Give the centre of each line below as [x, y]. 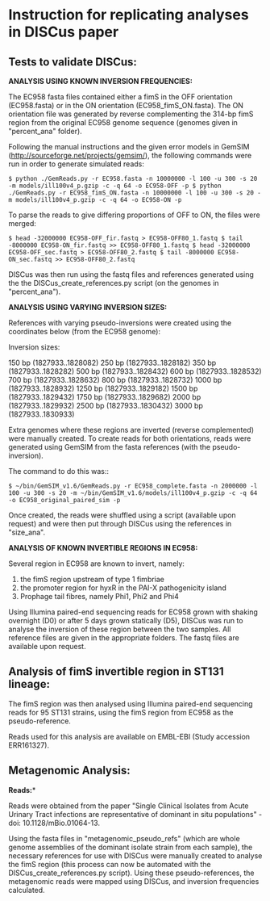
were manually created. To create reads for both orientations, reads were [130, 438]
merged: [22, 223]
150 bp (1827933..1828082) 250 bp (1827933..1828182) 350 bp [112, 362]
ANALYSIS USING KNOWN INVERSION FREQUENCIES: [101, 81]
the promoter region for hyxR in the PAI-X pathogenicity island [123, 588]
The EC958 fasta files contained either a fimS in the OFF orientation [121, 97]
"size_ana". [27, 532]
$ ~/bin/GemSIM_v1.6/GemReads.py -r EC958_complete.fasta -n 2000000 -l [133, 486]
